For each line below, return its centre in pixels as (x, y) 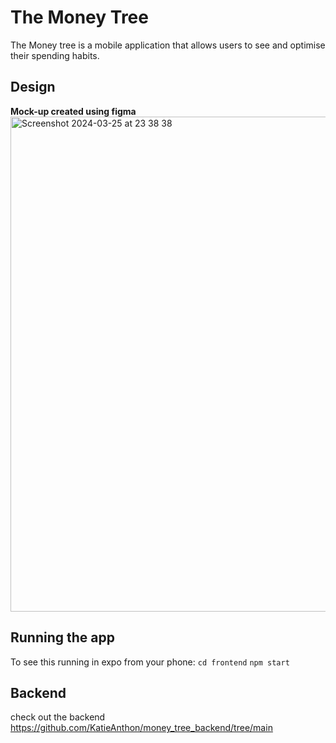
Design (33, 87)
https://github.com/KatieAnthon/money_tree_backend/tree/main (141, 728)
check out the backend (58, 717)
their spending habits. (55, 55)
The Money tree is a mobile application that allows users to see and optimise (168, 45)
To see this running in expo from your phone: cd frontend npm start (150, 662)
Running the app (62, 637)
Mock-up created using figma (73, 111)
